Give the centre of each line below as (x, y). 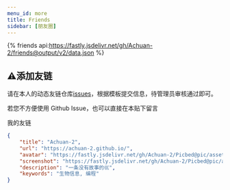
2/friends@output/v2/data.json (51, 53)
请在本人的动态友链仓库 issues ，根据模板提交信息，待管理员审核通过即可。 (112, 94)
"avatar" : (34, 154)
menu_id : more (27, 13)
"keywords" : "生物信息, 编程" (59, 174)
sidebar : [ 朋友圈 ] (32, 26)
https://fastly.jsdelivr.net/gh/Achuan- (101, 46)
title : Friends (29, 20)
